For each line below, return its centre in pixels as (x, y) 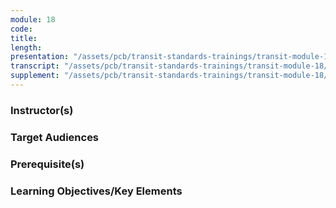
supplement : (35, 76)
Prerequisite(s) (47, 164)
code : (21, 29)
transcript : (35, 66)
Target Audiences (55, 137)
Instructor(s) (42, 110)
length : (26, 47)
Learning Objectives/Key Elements (96, 191)
